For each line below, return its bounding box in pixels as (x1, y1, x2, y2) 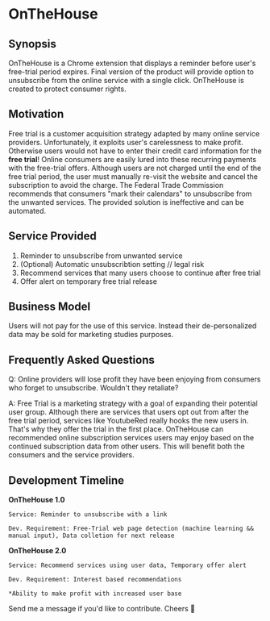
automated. (8, 206, 47, 215)
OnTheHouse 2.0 (8, 546, 67, 556)
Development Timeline (8, 473, 125, 487)
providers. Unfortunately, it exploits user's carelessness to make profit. (8, 137, 243, 147)
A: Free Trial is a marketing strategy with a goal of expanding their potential (8, 398, 258, 408)
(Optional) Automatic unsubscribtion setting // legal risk (19, 259, 205, 269)
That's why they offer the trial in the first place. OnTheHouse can (8, 424, 224, 434)
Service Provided (8, 229, 97, 243)
